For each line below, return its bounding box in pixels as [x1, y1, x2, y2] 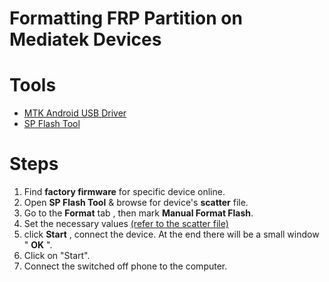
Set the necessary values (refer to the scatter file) [23, 218, 229, 230]
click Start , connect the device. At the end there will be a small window [23, 228, 320, 241]
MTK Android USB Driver [23, 107, 127, 119]
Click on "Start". [23, 250, 91, 262]
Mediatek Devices [9, 28, 162, 51]
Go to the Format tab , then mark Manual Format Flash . [23, 207, 254, 219]
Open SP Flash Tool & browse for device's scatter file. [23, 197, 249, 209]
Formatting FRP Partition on [9, 7, 243, 30]
